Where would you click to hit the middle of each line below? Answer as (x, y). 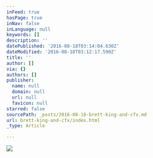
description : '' (27, 40)
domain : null (29, 92)
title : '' (19, 58)
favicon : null (30, 103)
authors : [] (22, 75)
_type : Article (26, 126)
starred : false (26, 109)
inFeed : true (23, 12)
